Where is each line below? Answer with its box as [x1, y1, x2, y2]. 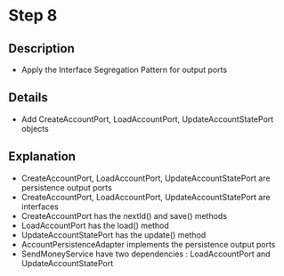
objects [20, 123, 50, 134]
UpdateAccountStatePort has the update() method [20, 229, 207, 240]
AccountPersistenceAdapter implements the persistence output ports [20, 239, 276, 249]
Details [8, 90, 48, 105]
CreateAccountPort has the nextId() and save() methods [20, 210, 228, 221]
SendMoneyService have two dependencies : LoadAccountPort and [20, 248, 271, 259]
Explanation [8, 149, 77, 165]
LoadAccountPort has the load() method [20, 220, 170, 231]
